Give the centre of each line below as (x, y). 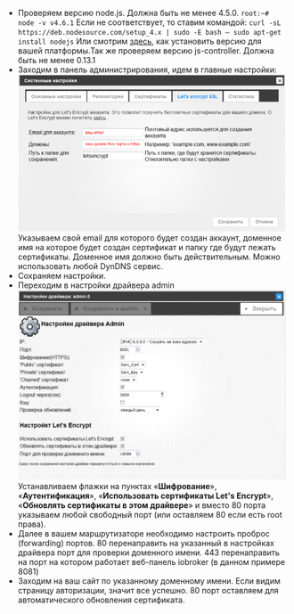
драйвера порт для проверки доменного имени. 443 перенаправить (149, 553)
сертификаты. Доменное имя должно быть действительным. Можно (149, 257)
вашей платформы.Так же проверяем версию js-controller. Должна (146, 51)
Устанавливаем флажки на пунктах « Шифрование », (117, 487)
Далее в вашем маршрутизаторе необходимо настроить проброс (143, 534)
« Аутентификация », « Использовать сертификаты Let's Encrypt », (145, 496)
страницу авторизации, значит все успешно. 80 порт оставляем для (148, 591)
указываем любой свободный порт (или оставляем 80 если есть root (150, 515)
